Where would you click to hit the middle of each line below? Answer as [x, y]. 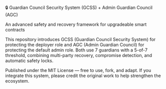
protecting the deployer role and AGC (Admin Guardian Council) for [75, 45]
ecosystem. [17, 81]
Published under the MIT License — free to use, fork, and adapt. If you [78, 70]
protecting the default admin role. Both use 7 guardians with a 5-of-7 [76, 50]
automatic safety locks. [29, 60]
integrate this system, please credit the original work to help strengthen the [83, 75]
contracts [15, 30]
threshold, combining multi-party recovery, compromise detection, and [79, 55]
